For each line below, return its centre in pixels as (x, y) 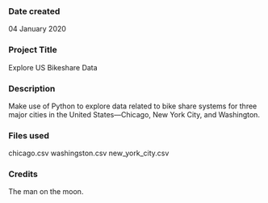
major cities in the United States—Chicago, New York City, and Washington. (134, 114)
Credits (23, 174)
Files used (29, 135)
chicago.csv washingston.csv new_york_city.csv (89, 153)
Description (32, 88)
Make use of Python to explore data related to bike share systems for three (133, 106)
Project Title (33, 50)
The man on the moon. (46, 192)
